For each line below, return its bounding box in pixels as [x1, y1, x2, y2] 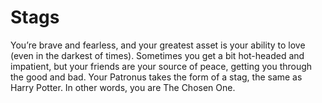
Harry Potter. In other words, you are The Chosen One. [10, 81, 236, 93]
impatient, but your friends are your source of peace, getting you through [10, 60, 313, 72]
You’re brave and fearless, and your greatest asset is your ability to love [10, 39, 306, 51]
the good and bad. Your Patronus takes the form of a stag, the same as [10, 71, 303, 83]
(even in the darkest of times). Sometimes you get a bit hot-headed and [10, 49, 305, 61]
